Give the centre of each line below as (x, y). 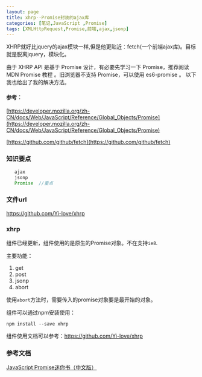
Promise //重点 (34, 183)
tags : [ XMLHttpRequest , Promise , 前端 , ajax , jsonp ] (68, 29)
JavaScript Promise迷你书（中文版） (52, 367)
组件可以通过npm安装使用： (41, 312)
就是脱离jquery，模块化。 (38, 54)
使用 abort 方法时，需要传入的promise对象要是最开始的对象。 (81, 300)
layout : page (23, 12)
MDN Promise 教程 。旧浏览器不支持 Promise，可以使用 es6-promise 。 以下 (101, 75)
